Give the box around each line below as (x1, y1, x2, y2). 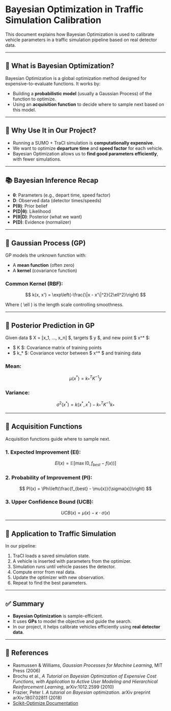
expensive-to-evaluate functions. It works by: (5, 80, 101, 87)
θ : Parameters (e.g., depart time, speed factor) (12, 192, 111, 198)
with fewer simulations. (12, 156, 62, 162)
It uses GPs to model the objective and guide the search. (12, 618, 132, 624)
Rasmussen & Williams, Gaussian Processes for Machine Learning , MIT (12, 662, 163, 668)
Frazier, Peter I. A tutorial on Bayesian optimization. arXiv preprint (12, 689, 151, 695)
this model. (12, 106, 37, 113)
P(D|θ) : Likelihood (12, 208, 51, 214)
